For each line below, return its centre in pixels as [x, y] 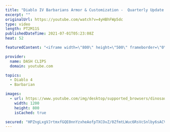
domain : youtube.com [31, 66]
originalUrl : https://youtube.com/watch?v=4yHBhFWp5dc [64, 19]
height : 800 [27, 108]
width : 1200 [27, 103]
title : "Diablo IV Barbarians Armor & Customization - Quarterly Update [85, 10]
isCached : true [30, 113]
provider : [16, 56]
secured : [14, 122]
